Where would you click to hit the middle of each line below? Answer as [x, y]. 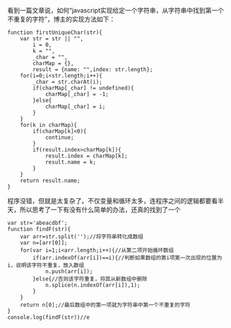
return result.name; [50, 181]
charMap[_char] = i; [75, 107]
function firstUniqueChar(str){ [55, 32]
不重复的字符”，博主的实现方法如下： [61, 19]
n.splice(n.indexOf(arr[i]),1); [93, 285]
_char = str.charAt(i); [67, 82]
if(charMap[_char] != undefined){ [83, 88]
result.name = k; [71, 162]
